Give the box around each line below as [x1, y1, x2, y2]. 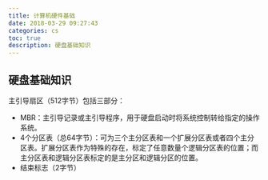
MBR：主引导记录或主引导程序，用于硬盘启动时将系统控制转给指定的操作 [19, 113, 260, 122]
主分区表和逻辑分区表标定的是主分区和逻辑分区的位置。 [19, 153, 202, 162]
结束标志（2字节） [19, 162, 82, 172]
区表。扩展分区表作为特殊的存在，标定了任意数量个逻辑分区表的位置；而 [19, 142, 258, 152]
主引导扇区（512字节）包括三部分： [8, 95, 126, 105]
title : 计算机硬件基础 [8, 11, 76, 20]
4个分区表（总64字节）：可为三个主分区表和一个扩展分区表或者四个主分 [19, 133, 254, 142]
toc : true [8, 34, 42, 42]
